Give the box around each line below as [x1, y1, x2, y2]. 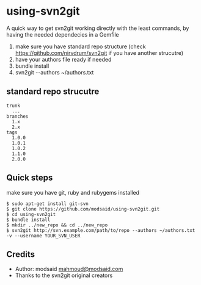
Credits [6, 249, 35, 259]
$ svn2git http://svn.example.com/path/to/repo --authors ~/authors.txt [6, 227, 196, 233]
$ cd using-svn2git [6, 211, 56, 217]
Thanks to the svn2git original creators [15, 272, 113, 279]
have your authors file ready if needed [15, 56, 112, 63]
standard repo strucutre [6, 87, 100, 97]
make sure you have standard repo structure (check [15, 43, 146, 50]
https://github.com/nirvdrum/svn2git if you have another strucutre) [15, 49, 184, 56]
